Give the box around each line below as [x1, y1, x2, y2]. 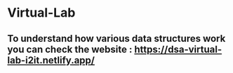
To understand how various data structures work [7, 33, 226, 44]
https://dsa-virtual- [134, 43, 222, 55]
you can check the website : [7, 43, 133, 55]
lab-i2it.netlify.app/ [7, 54, 95, 66]
